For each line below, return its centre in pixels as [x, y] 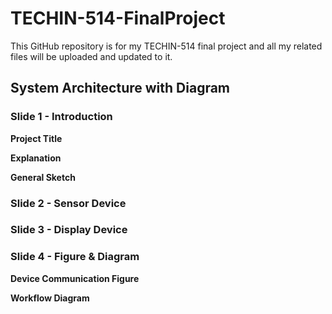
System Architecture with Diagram [120, 88]
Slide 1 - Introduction [61, 117]
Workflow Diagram [50, 298]
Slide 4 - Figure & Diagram [75, 257]
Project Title [36, 138]
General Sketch [43, 177]
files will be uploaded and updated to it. [91, 56]
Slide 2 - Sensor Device [68, 203]
